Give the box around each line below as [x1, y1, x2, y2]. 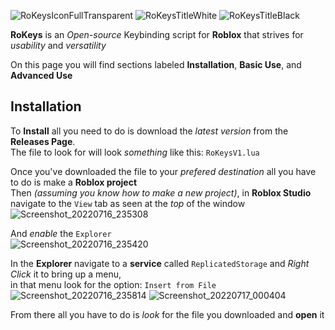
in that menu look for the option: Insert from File [10, 278, 217, 290]
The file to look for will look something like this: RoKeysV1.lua [10, 146, 260, 158]
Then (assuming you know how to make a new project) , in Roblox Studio [10, 186, 312, 199]
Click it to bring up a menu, [10, 268, 122, 280]
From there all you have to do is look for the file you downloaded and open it [10, 308, 325, 320]
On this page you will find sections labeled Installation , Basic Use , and [10, 59, 302, 70]
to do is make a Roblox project [10, 176, 138, 188]
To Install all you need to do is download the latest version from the [10, 125, 289, 137]
